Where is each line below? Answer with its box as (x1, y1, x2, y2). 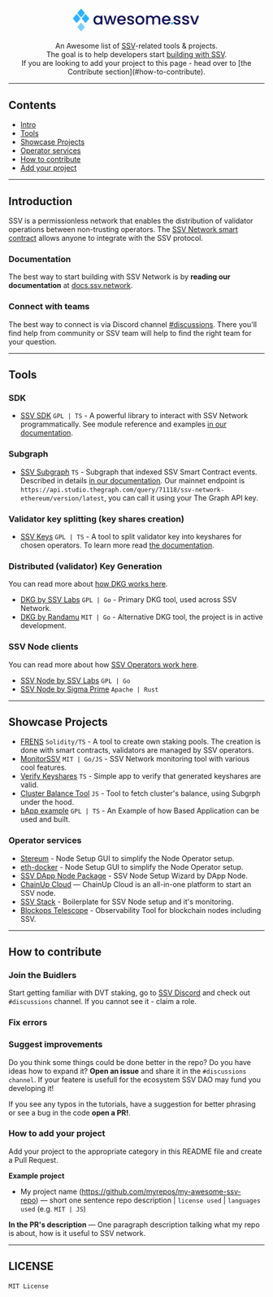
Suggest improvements (8, 1039, 103, 1050)
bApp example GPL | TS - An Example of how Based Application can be (19, 806, 260, 816)
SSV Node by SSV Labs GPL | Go (19, 675, 131, 685)
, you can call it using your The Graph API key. (104, 492, 258, 503)
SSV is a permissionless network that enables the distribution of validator (8, 216, 253, 226)
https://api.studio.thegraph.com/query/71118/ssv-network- (19, 486, 225, 494)
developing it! (8, 1083, 54, 1093)
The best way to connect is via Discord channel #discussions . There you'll (8, 319, 258, 329)
